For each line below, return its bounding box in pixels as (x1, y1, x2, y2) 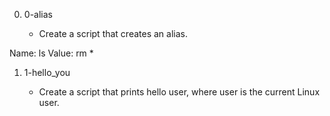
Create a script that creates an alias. (38, 28, 188, 39)
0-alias (23, 9, 53, 20)
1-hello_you (23, 67, 71, 78)
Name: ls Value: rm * (9, 47, 94, 59)
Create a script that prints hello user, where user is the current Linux (38, 86, 321, 98)
